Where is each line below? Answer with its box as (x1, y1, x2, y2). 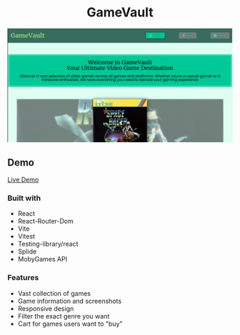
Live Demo (7, 176, 39, 184)
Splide (17, 247, 37, 256)
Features (7, 273, 39, 283)
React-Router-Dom (17, 217, 74, 226)
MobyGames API (17, 255, 68, 264)
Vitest (17, 232, 36, 241)
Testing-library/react (17, 240, 79, 249)
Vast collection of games (17, 289, 91, 297)
